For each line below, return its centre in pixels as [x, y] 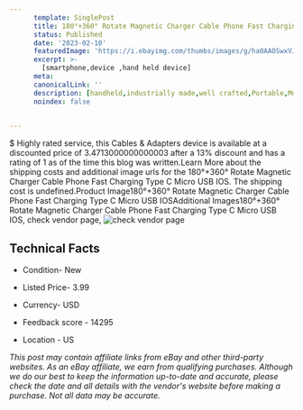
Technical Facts [55, 248]
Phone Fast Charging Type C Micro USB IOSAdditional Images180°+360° [145, 201]
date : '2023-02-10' [69, 43]
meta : [43, 77]
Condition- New [52, 270]
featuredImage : [62, 51]
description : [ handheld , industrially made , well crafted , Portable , [161, 93]
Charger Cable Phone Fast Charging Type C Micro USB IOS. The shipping [146, 182]
